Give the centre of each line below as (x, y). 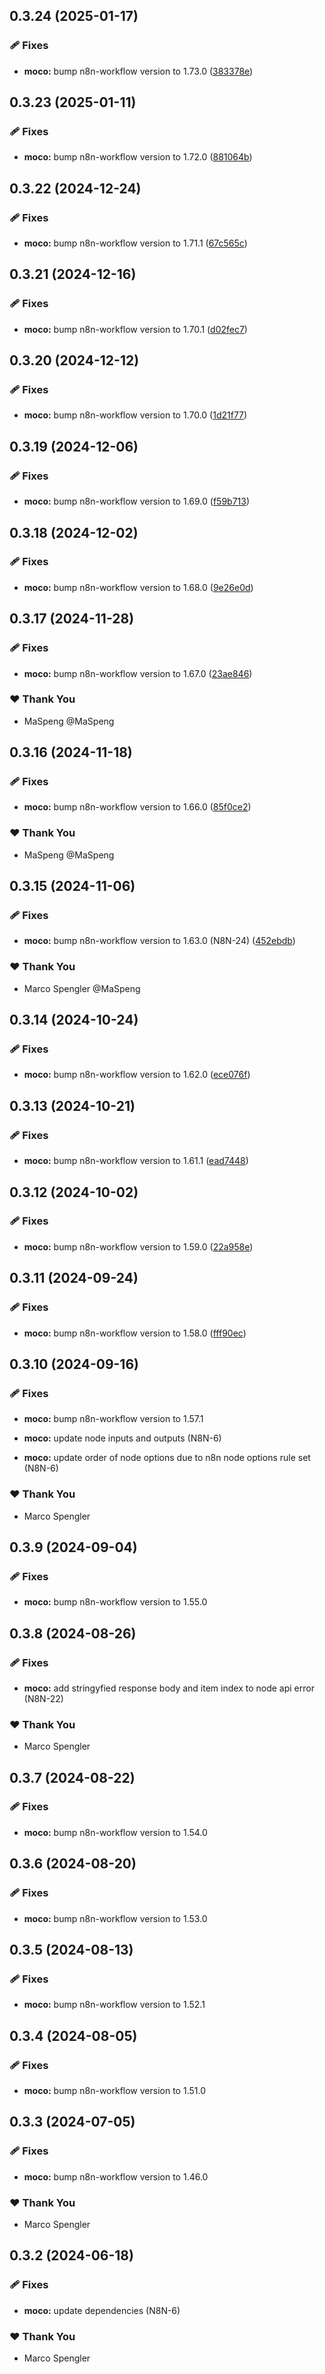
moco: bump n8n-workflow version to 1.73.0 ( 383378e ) (138, 71)
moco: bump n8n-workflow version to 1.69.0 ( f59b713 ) (137, 501)
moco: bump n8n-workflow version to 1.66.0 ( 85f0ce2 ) (137, 807)
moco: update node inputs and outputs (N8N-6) (122, 1438)
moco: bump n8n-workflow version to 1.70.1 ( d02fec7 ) (135, 329)
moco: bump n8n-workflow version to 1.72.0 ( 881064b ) (138, 157)
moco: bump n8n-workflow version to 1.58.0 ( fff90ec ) (135, 1333)
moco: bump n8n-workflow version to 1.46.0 (116, 2176)
